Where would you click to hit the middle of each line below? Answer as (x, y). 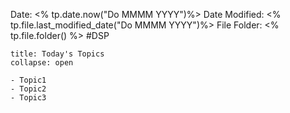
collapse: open (42, 63)
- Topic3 (28, 98)
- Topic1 (28, 80)
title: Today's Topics (57, 54)
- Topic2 (28, 89)
